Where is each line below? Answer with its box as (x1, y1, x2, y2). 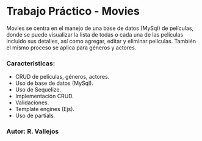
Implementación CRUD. (15, 93, 74, 100)
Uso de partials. (15, 112, 56, 120)
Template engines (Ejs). (15, 106, 75, 113)
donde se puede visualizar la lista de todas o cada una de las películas (6, 31, 184, 38)
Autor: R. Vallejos (6, 127, 59, 136)
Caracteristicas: (6, 59, 56, 68)
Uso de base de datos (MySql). (15, 79, 93, 87)
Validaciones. (15, 99, 49, 106)
